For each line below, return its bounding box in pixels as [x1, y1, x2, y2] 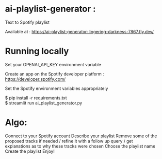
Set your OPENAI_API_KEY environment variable [5, 61, 101, 67]
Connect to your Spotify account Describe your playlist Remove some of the [5, 133, 157, 139]
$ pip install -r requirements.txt [5, 95, 67, 101]
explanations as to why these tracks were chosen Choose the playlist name [5, 143, 156, 149]
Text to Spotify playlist [5, 19, 50, 25]
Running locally [5, 46, 69, 57]
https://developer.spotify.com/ [5, 76, 66, 82]
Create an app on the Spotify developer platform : [5, 71, 104, 77]
